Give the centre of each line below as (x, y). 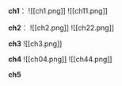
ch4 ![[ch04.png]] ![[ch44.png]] (60, 59)
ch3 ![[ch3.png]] (35, 44)
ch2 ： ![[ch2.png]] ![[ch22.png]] (61, 28)
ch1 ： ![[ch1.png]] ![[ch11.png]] (58, 11)
